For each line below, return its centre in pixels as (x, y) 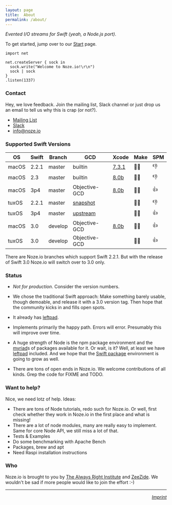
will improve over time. (36, 333)
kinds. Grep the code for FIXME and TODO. (58, 374)
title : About (20, 15)
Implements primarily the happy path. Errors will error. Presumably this (87, 327)
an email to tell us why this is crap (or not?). (51, 110)
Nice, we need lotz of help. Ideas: (41, 399)
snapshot (84, 203)
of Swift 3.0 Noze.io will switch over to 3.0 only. (56, 262)
